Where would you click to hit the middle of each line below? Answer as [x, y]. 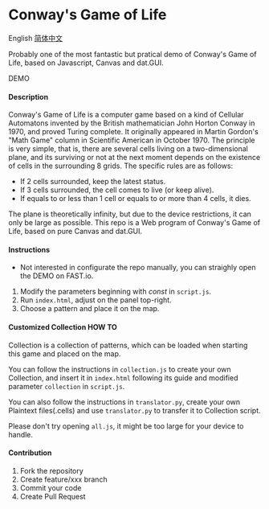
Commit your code [51, 487]
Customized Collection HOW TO [63, 326]
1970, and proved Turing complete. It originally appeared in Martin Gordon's [133, 132]
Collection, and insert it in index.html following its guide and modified [123, 378]
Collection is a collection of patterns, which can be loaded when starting [128, 345]
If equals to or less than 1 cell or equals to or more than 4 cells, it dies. [135, 199]
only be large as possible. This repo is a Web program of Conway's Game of [134, 223]
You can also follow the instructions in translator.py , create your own [124, 402]
